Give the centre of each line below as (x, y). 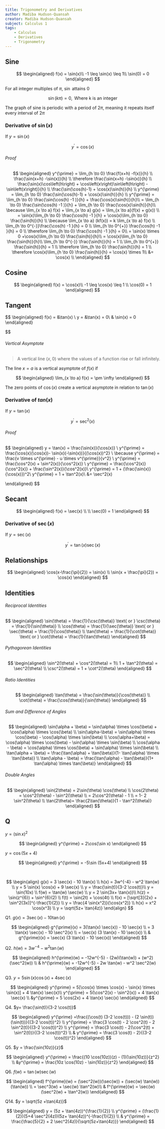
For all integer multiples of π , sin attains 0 (47, 88)
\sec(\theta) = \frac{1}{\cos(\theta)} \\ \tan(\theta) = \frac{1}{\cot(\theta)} (83, 631)
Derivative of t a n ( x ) (29, 400)
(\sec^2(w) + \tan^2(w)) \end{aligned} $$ (83, 1091)
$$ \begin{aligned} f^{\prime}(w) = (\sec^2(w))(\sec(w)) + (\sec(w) (74, 1081)
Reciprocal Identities (26, 605)
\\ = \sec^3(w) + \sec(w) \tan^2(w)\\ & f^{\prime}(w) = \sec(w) (92, 1087)
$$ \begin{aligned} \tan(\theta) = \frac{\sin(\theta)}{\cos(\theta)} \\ (83, 695)
